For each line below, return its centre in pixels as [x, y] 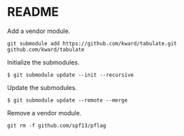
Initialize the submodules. [43, 62]
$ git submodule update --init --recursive [71, 75]
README [33, 12]
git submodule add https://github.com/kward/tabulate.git [92, 43]
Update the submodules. [42, 87]
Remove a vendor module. [44, 113]
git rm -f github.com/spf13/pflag [57, 125]
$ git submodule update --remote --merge [68, 100]
